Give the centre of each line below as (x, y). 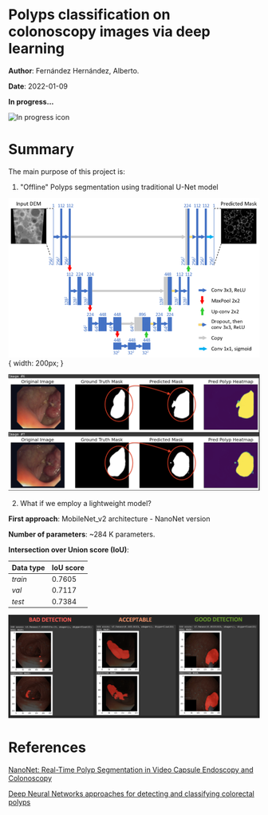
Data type (28, 568)
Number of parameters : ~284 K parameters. (82, 534)
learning (37, 49)
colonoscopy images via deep (109, 32)
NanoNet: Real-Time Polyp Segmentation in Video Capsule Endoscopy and (131, 770)
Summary (41, 150)
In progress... (31, 101)
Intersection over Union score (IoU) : (69, 550)
